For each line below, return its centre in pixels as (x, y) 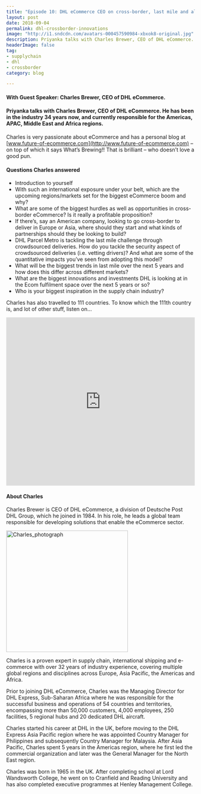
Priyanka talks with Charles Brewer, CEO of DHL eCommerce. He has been (100, 111)
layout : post (22, 17)
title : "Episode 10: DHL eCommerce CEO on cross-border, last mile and (97, 12)
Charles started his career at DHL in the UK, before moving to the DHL (93, 728)
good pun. (19, 156)
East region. (21, 760)
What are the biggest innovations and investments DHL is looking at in (101, 278)
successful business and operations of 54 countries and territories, (89, 704)
